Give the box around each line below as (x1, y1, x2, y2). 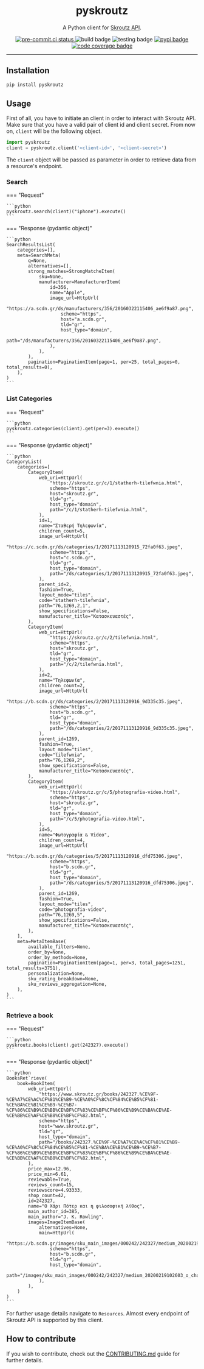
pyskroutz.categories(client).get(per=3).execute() (6, 425, 140, 431)
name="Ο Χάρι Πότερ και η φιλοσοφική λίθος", (28, 1203, 146, 1209)
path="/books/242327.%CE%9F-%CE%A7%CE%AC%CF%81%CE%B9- (38, 1139, 181, 1145)
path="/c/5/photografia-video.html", (49, 816, 146, 822)
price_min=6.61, (28, 1171, 69, 1178)
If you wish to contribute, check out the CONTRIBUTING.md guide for (6, 1350, 180, 1357)
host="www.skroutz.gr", (38, 1123, 99, 1130)
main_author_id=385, (28, 1209, 80, 1215)
